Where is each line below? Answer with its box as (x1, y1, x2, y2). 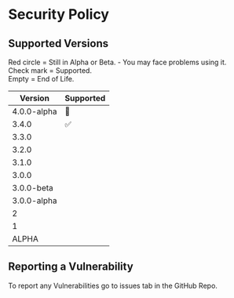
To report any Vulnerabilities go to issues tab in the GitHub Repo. (8, 281, 218, 290)
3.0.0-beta (12, 183, 53, 193)
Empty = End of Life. (8, 74, 75, 83)
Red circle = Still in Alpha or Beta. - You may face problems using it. (8, 57, 227, 67)
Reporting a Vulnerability (8, 260, 133, 274)
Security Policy (8, 5, 110, 24)
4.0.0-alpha (12, 106, 57, 117)
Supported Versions (8, 37, 108, 50)
